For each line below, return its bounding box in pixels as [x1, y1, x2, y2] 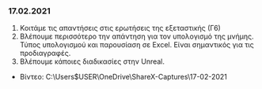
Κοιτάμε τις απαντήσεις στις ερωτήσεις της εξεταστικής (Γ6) [19, 24, 222, 33]
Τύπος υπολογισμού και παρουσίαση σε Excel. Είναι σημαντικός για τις [19, 40, 255, 50]
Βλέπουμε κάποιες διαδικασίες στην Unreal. [19, 57, 165, 66]
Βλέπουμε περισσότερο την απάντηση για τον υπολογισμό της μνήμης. [19, 32, 255, 41]
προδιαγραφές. [19, 49, 71, 58]
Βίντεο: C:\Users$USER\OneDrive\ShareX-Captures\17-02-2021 [19, 72, 228, 82]
